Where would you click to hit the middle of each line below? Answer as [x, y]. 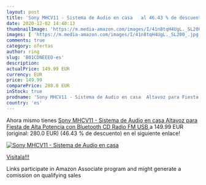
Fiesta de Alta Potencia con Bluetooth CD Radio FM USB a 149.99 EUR [95, 126]
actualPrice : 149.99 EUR [38, 69]
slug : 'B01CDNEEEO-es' [35, 57]
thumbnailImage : [27, 29]
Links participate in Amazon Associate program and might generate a [94, 169]
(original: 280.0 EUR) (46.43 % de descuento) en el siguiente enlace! [93, 133]
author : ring [23, 52]
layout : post [23, 12]
